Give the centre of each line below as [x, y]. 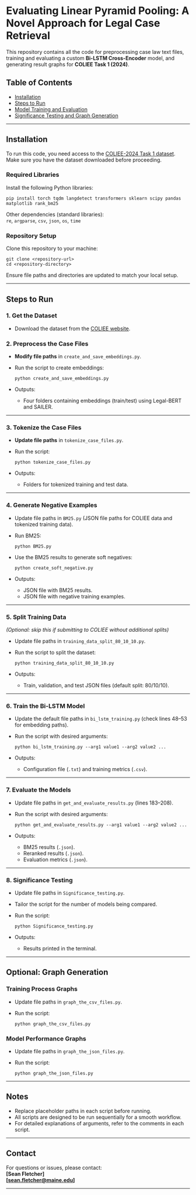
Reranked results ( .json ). [53, 853]
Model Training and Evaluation [51, 109]
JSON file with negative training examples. [74, 596]
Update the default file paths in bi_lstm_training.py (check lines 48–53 [101, 719]
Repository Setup [31, 235]
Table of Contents [39, 83]
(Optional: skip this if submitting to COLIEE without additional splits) [87, 630]
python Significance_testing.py [54, 926]
